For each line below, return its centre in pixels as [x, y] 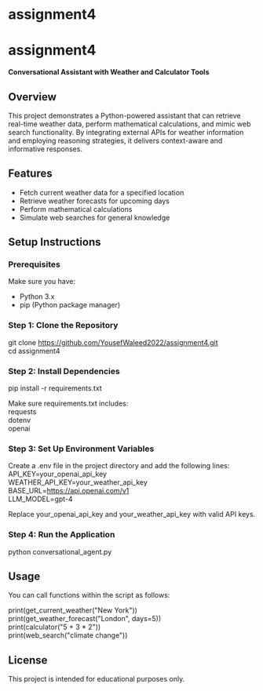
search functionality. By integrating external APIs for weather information [126, 132]
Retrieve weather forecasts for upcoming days [95, 201]
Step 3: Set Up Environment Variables [81, 449]
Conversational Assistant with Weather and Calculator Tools [109, 72]
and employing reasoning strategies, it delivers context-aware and [115, 140]
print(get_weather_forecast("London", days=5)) [85, 619]
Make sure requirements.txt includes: [68, 404]
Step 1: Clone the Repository [63, 325]
